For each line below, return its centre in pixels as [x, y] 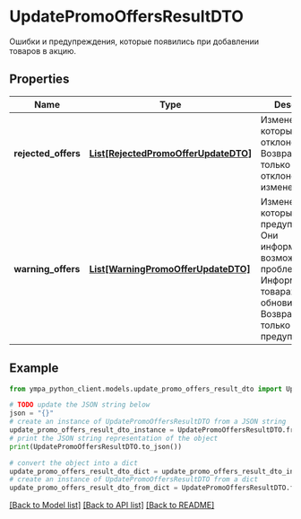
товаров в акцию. [43, 50]
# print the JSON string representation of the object [114, 438]
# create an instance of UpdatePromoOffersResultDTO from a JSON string [148, 422]
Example [34, 369]
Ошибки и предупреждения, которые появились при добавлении [134, 41]
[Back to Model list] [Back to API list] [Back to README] [112, 506]
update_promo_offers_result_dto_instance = [92, 430]
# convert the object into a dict [74, 463]
